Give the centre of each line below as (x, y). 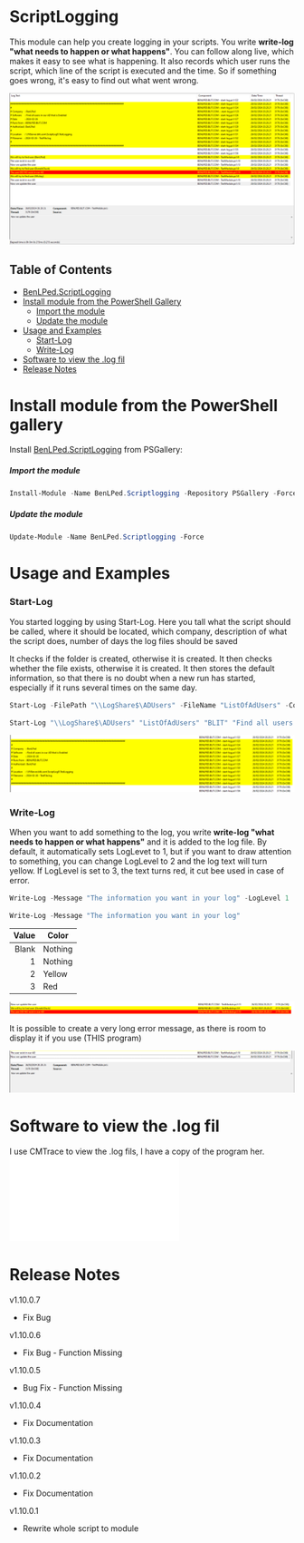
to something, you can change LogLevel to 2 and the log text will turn (138, 861)
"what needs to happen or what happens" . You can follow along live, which (152, 51)
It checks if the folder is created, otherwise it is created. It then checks (141, 659)
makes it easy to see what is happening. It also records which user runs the (150, 61)
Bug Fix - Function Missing (72, 1387)
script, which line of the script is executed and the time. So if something (143, 71)
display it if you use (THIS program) (76, 1038)
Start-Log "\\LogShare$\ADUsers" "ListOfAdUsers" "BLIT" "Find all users (152, 723)
